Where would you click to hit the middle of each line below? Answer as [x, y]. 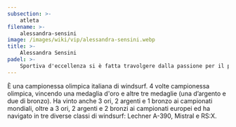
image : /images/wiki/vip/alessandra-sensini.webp [81, 40]
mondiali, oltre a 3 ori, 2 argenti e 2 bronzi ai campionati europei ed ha [109, 108]
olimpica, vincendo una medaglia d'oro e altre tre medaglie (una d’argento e [117, 93]
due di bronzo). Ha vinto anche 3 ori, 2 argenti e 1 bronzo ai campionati [110, 101]
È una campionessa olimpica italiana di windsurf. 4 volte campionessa [109, 86]
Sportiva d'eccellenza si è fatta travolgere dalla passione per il [122, 66]
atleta [29, 20]
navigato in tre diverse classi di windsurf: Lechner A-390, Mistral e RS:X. [112, 116]
